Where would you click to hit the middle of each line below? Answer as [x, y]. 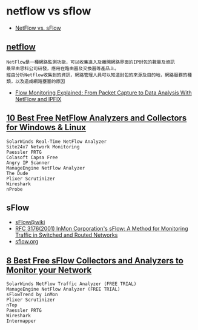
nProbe [15, 189]
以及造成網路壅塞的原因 [40, 81]
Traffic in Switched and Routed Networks [66, 235]
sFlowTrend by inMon [32, 295]
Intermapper [21, 321]
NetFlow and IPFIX [38, 99]
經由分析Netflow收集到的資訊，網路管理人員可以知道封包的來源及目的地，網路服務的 [97, 75]
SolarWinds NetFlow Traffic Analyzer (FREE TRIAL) [71, 284]
